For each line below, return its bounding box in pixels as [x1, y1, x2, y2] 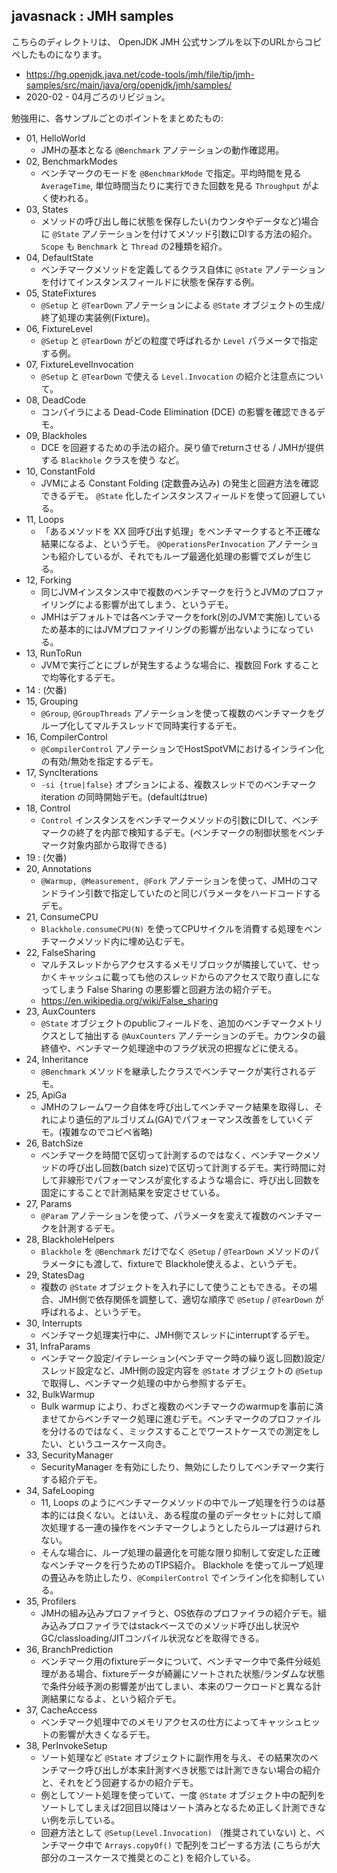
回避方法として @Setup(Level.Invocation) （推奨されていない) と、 [40, 1826, 316, 1838]
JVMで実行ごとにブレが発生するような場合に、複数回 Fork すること [40, 659, 320, 671]
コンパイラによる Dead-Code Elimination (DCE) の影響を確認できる [40, 405, 317, 418]
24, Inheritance [25, 1053, 89, 1065]
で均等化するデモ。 [40, 671, 121, 683]
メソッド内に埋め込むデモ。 [75, 935, 191, 947]
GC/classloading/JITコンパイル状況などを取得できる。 [40, 1632, 265, 1644]
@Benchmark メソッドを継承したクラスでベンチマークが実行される [40, 1065, 308, 1077]
